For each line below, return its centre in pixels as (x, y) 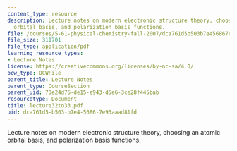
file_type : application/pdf (49, 47)
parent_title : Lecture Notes (50, 79)
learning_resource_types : (45, 54)
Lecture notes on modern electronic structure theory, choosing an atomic (114, 132)
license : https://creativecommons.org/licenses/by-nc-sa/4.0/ (101, 66)
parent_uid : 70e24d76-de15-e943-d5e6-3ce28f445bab (83, 92)
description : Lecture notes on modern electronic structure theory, (110, 20)
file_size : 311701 (34, 40)
